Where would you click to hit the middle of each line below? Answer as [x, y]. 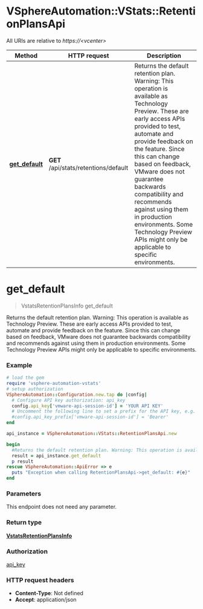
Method [26, 56]
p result [23, 461]
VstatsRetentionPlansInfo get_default [67, 306]
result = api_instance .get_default [56, 456]
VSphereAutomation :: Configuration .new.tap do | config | [77, 395]
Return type [24, 523]
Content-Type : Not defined [49, 593]
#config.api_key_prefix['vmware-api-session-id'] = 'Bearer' [90, 417]
